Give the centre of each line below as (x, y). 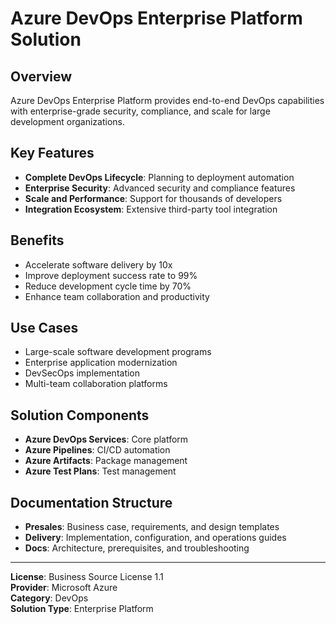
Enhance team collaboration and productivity (117, 296)
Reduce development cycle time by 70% (108, 286)
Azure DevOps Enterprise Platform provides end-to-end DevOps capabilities (167, 100)
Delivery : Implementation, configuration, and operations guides (155, 538)
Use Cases (44, 328)
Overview (41, 76)
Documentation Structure (91, 502)
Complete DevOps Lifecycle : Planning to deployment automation (159, 177)
